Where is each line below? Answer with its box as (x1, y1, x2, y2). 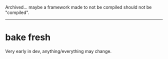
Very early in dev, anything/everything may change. (5, 48, 111, 54)
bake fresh (5, 32, 51, 43)
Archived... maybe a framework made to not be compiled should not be (5, 4, 152, 10)
